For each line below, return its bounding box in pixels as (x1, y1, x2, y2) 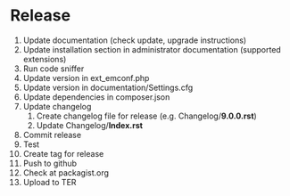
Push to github (22, 158, 78, 168)
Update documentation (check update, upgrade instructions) (22, 35, 247, 45)
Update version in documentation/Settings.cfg (22, 82, 194, 93)
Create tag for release (22, 148, 104, 159)
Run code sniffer (22, 63, 85, 74)
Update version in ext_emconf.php (22, 72, 150, 83)
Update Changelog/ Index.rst (36, 119, 144, 130)
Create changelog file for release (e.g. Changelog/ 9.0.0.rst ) (36, 110, 257, 121)
